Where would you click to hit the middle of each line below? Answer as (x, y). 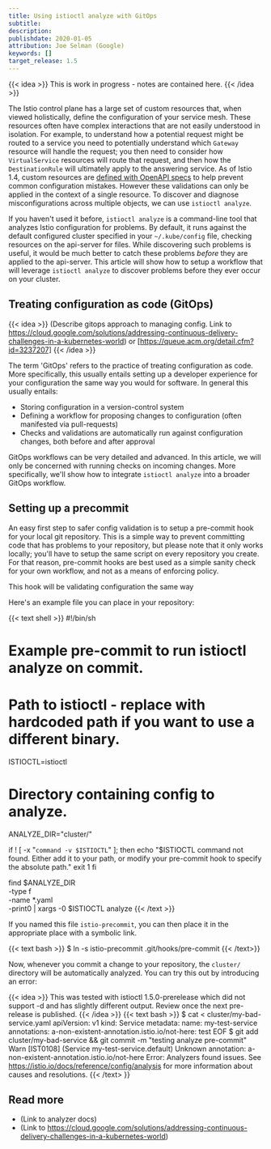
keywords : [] (30, 53)
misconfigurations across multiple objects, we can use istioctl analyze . (130, 202)
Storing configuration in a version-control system (102, 406)
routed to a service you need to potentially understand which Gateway (123, 143)
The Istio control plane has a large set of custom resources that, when (125, 108)
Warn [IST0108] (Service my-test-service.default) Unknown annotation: (127, 1049)
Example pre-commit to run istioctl (127, 651)
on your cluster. (34, 279)
